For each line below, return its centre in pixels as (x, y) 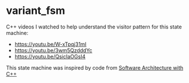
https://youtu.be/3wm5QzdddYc (53, 50)
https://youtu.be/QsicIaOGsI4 (50, 56)
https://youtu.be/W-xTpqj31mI (50, 44)
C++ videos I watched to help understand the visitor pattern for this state (94, 27)
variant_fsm (36, 11)
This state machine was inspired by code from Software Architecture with (94, 67)
